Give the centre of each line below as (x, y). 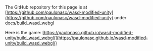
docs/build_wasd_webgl (30, 23)
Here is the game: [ (25, 32)
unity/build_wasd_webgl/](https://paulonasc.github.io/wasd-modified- (76, 38)
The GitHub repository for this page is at (46, 7)
